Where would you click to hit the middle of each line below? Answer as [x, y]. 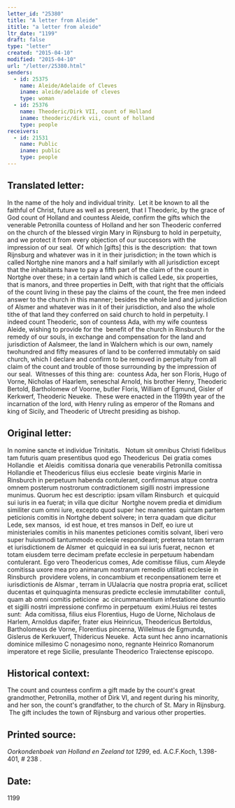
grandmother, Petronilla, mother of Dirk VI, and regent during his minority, [113, 698]
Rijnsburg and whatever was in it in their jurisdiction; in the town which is [112, 255]
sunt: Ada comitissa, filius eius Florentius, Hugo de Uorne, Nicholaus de [111, 614]
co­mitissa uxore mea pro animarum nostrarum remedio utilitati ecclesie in [113, 570]
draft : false [26, 40]
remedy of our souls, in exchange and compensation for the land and [107, 337]
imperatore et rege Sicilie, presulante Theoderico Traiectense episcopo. [111, 651]
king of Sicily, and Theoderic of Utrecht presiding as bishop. [94, 411]
